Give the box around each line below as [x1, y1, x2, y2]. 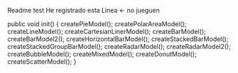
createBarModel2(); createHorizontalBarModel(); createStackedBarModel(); [7, 35, 229, 43]
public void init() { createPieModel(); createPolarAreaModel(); [7, 20, 187, 28]
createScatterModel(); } [7, 57, 77, 66]
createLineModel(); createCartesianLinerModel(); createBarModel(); [7, 28, 206, 35]
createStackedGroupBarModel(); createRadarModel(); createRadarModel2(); [7, 43, 231, 50]
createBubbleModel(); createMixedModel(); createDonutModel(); [7, 50, 197, 58]
